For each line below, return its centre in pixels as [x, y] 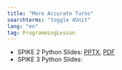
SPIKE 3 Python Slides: [50, 60]
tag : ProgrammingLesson [41, 33]
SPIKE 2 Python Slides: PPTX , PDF [66, 52]
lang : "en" [23, 26]
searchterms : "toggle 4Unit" [49, 20]
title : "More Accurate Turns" [51, 13]
